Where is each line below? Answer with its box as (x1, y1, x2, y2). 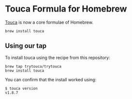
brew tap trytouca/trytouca (5, 64, 62, 69)
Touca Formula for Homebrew (5, 3, 127, 14)
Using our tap (5, 42, 47, 50)
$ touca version (5, 86, 38, 91)
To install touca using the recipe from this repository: (5, 55, 110, 60)
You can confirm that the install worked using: (5, 76, 97, 83)
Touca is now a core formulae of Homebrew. (5, 19, 93, 25)
